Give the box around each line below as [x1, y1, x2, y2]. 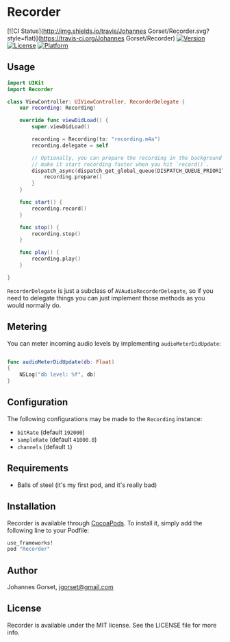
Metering [7, 321, 47, 333]
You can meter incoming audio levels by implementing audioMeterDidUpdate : [7, 339, 221, 347]
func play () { [19, 249, 60, 256]
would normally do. [7, 301, 62, 309]
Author [7, 564, 38, 576]
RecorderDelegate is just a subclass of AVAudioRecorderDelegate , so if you [7, 286, 214, 295]
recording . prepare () [43, 174, 103, 180]
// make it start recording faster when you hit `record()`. [31, 160, 210, 168]
